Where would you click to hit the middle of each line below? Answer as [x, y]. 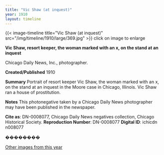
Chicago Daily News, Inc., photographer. [46, 63]
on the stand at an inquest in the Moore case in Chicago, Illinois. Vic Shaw [81, 87]
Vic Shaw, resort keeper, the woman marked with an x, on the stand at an [82, 48]
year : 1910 [16, 14]
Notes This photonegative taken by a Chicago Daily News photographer [79, 102]
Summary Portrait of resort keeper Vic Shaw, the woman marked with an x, [82, 82]
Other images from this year [34, 147]
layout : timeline [23, 19]
